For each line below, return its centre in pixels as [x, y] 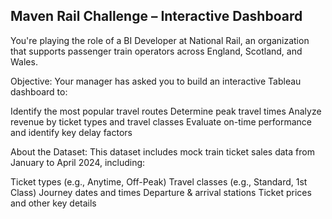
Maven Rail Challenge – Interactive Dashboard [156, 16]
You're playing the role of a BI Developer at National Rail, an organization [160, 40]
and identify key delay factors [71, 132]
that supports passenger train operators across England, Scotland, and [156, 51]
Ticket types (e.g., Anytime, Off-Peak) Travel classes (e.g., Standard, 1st [159, 181]
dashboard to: [39, 91]
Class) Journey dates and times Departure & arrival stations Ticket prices [161, 192]
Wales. [24, 61]
